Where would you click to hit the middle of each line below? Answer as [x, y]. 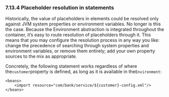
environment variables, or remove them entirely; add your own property [80, 51]
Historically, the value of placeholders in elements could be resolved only [82, 19]
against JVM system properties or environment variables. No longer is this [83, 24]
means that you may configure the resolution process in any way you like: [82, 40]
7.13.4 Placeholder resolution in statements [60, 8]
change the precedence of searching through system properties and [77, 46]
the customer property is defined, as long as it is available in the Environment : [83, 72]
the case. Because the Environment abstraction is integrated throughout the [85, 29]
